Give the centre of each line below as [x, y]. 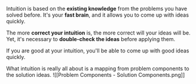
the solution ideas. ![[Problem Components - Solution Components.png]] [96, 75]
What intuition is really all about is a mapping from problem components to [98, 69]
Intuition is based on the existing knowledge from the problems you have [97, 9]
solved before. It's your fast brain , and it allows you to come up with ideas [98, 15]
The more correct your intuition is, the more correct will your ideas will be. [98, 33]
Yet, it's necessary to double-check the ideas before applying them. [91, 39]
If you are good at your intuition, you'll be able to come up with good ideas [98, 51]
